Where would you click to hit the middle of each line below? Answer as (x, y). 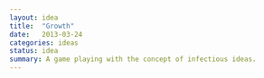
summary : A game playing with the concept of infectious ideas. (133, 59)
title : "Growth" (42, 26)
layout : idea (34, 17)
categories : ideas (44, 43)
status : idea (34, 51)
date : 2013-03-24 (46, 34)
